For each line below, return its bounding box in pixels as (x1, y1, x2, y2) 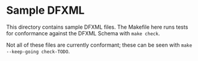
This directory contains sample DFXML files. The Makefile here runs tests (6, 23, 188, 30)
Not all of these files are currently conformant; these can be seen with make (6, 41, 193, 48)
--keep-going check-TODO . (6, 47, 70, 54)
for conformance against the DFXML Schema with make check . (6, 29, 161, 36)
